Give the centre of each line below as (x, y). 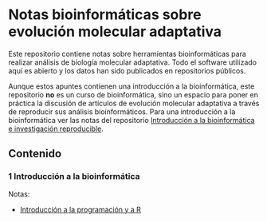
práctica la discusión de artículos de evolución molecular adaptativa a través (134, 103)
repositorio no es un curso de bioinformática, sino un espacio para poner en (133, 94)
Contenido (35, 154)
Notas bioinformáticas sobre (105, 15)
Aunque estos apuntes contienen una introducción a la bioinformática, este (132, 86)
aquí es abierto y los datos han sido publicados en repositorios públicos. (127, 70)
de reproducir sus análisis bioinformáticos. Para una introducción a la (122, 111)
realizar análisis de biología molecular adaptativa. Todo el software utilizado (133, 62)
